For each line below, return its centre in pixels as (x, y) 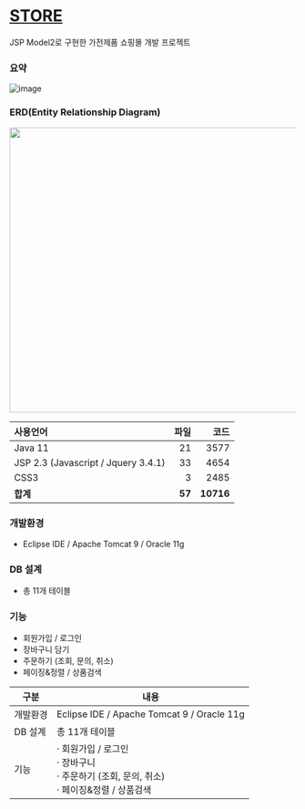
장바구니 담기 (46, 649)
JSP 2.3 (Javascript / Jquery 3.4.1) (90, 462)
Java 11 (31, 448)
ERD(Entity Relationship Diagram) (85, 112)
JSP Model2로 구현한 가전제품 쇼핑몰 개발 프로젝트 (100, 42)
